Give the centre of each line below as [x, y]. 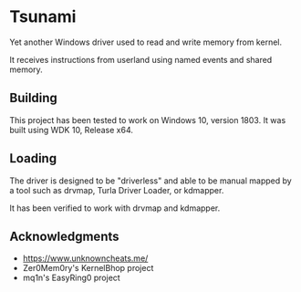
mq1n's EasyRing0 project [71, 278]
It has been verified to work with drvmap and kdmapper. [115, 208]
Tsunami [43, 17]
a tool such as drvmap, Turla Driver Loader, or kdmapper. [117, 190]
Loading [33, 158]
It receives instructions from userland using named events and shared [141, 59]
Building [33, 98]
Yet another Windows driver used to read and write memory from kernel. [146, 42]
